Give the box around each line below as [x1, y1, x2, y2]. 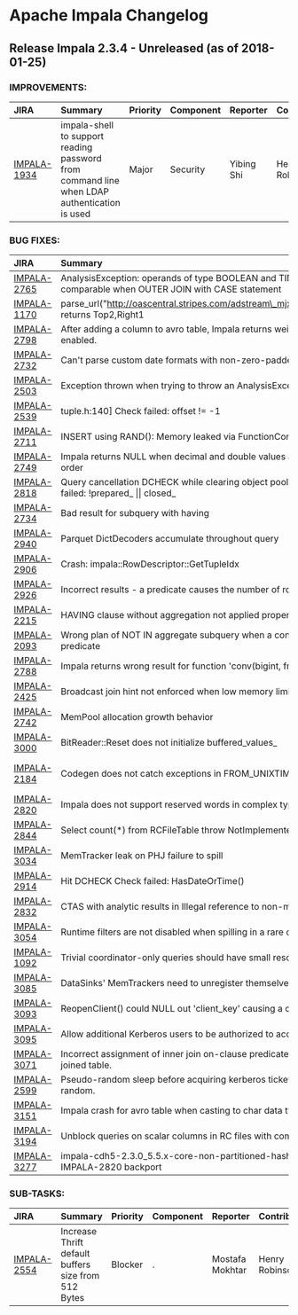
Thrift [60, 1236, 84, 1248]
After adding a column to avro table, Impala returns [60, 323, 272, 335]
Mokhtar [211, 1264, 247, 1277]
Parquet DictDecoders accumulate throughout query [60, 533, 279, 545]
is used [60, 207, 91, 220]
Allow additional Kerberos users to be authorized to [60, 1028, 274, 1040]
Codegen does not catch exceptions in [60, 768, 222, 780]
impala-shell [60, 119, 114, 131]
